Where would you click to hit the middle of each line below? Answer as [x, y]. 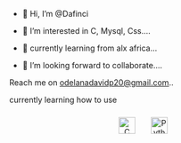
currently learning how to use [63, 99]
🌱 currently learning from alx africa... [90, 48]
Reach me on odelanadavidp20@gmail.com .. [91, 83]
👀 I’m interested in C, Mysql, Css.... [86, 31]
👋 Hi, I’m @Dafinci [55, 14]
